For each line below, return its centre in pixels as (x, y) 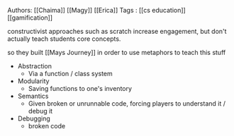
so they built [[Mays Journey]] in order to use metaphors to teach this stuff (117, 52)
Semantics (33, 96)
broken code (47, 126)
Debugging (34, 118)
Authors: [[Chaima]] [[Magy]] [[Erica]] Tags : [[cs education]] (96, 10)
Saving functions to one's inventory (80, 88)
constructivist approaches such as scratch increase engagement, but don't (117, 31)
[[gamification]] (30, 18)
